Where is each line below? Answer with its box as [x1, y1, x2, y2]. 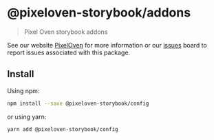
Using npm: [7, 86, 40, 94]
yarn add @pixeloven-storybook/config [7, 126, 118, 132]
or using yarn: [7, 112, 47, 121]
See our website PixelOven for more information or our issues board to [7, 41, 208, 49]
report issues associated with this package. [7, 48, 131, 57]
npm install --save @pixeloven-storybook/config [7, 100, 149, 107]
